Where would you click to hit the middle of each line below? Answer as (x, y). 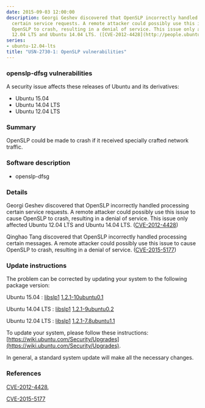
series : (16, 40)
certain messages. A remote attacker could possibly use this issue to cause (101, 243)
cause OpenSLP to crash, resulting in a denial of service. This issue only (97, 218)
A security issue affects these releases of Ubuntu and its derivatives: (93, 87)
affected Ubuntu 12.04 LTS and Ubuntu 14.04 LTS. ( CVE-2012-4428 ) (92, 224)
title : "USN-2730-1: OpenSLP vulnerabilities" (67, 52)
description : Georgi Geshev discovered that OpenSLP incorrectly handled (102, 18)
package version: (28, 286)
